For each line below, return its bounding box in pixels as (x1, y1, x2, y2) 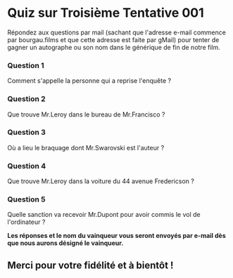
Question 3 (7, 128, 46, 138)
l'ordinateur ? (7, 218, 46, 226)
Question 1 (7, 60, 44, 70)
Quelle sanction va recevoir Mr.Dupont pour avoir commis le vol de (7, 211, 201, 219)
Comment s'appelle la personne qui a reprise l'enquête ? (7, 77, 171, 85)
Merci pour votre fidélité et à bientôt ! (7, 259, 174, 271)
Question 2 (7, 94, 46, 104)
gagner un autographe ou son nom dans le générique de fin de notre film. (7, 43, 220, 51)
